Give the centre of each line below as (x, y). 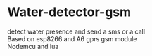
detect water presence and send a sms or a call (76, 31)
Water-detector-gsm (69, 12)
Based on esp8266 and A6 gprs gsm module (72, 38)
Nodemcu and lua (33, 46)
